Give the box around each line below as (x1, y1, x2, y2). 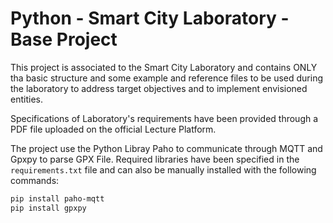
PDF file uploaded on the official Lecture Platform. (10, 123, 217, 135)
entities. (10, 93, 43, 105)
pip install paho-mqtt (10, 193, 105, 204)
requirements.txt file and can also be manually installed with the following (10, 163, 317, 176)
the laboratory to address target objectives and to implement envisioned (10, 82, 308, 94)
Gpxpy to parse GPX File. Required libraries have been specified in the (10, 153, 300, 165)
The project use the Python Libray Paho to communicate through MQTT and (10, 142, 323, 154)
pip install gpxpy (10, 203, 87, 213)
